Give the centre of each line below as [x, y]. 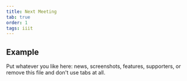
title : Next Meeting [32, 12]
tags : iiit [20, 28]
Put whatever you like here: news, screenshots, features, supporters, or [93, 66]
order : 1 [17, 22]
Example [23, 52]
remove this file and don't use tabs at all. [56, 73]
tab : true [18, 17]
